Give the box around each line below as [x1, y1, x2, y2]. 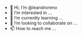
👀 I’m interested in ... [9, 10, 52, 16]
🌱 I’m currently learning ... [9, 15, 63, 20]
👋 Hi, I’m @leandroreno [9, 5, 58, 10]
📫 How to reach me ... [9, 26, 56, 31]
